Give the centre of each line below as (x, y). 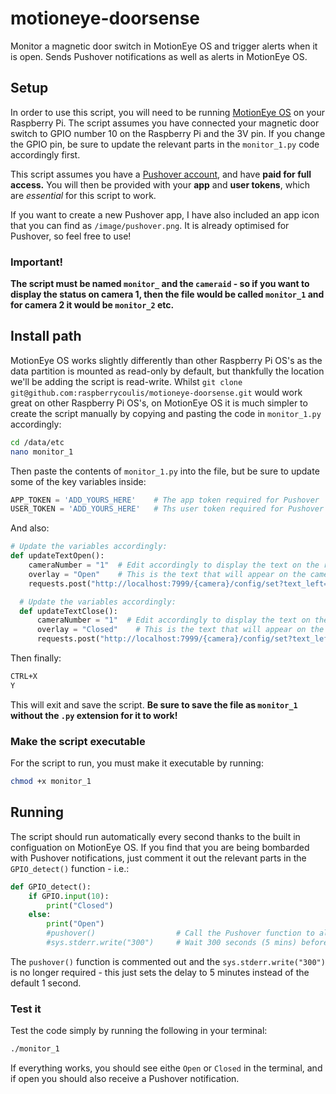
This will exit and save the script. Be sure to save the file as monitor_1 (154, 704)
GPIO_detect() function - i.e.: (70, 868)
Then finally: (36, 658)
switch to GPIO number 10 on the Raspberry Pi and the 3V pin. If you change (168, 133)
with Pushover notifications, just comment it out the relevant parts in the (158, 858)
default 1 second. (46, 983)
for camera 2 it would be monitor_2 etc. (92, 305)
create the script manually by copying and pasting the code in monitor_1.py (166, 413)
